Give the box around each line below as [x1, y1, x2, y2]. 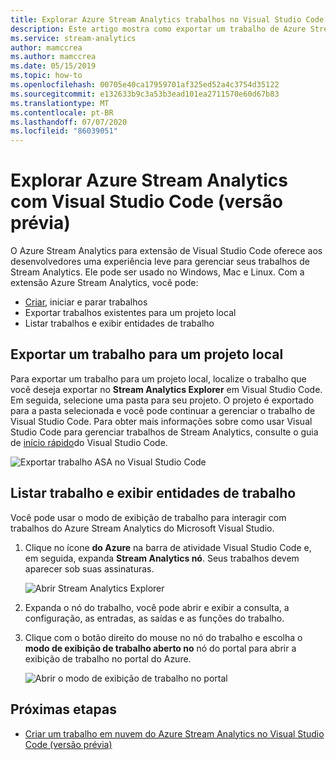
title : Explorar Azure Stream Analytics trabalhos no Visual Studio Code [10, 14, 325, 25]
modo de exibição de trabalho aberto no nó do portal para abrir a [24, 642, 297, 654]
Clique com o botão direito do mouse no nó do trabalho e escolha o [24, 631, 303, 643]
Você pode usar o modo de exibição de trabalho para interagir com [10, 511, 287, 523]
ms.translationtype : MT [10, 98, 110, 108]
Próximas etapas [10, 701, 117, 718]
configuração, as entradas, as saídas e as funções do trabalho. [24, 612, 285, 624]
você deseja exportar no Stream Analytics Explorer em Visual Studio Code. [10, 383, 323, 395]
